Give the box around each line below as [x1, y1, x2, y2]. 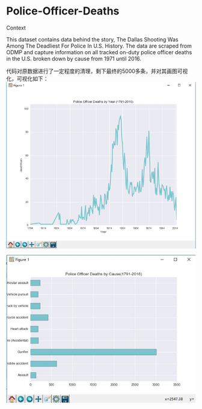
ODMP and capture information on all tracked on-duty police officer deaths [6, 48, 192, 55]
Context [6, 24, 26, 31]
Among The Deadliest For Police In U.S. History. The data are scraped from [6, 42, 192, 49]
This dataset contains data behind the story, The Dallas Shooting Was [6, 36, 179, 43]
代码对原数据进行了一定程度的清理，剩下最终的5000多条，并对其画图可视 [6, 67, 188, 75]
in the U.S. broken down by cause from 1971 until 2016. [6, 55, 142, 62]
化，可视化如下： [6, 75, 49, 82]
